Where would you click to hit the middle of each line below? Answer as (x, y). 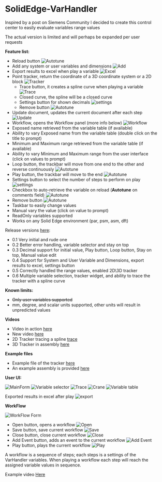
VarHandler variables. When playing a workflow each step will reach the (77, 460)
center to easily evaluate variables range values (52, 27)
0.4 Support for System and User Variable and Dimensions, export (78, 260)
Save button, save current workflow (48, 430)
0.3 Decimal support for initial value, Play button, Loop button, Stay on (82, 250)
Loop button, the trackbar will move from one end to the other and (78, 164)
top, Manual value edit (34, 255)
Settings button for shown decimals (55, 102)
